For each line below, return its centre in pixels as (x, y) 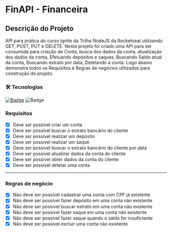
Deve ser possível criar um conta (47, 125)
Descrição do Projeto (39, 28)
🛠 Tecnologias (24, 87)
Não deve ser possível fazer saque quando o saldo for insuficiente (83, 218)
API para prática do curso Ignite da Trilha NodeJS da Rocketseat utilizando (84, 41)
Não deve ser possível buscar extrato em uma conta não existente (82, 206)
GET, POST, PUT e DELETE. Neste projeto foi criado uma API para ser (79, 46)
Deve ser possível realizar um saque (51, 142)
